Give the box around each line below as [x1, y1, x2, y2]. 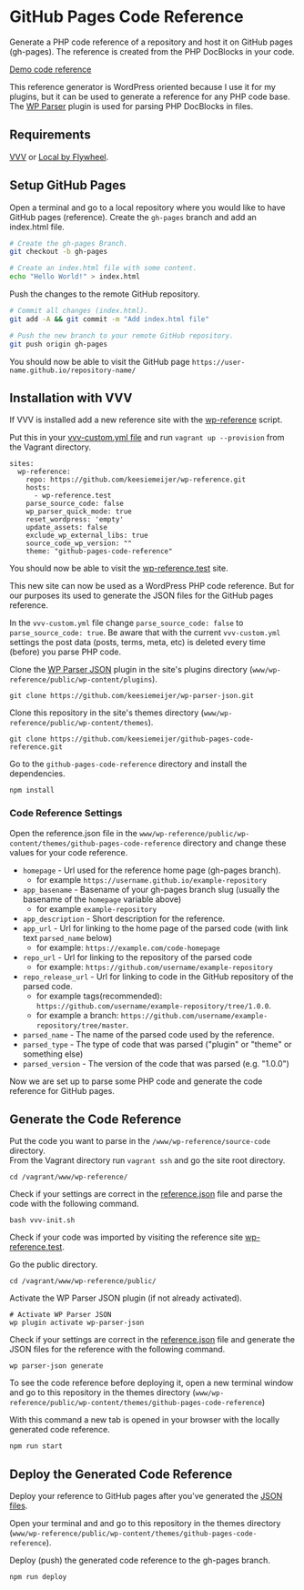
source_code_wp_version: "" [25, 539, 132, 548]
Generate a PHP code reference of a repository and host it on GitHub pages [9, 36, 293, 47]
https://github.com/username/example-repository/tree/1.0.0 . [35, 999, 271, 1011]
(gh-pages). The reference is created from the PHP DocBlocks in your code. [9, 46, 295, 56]
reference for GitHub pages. [9, 1085, 116, 1096]
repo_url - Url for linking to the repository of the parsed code [22, 951, 253, 962]
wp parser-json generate [9, 1362, 104, 1371]
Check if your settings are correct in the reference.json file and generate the [9, 1334, 296, 1345]
